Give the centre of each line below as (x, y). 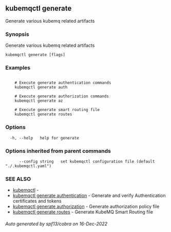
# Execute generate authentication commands (63, 83)
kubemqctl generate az (39, 101)
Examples (18, 68)
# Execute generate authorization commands (62, 96)
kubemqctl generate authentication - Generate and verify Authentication (89, 195)
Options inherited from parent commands (58, 151)
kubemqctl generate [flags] (35, 55)
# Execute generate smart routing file (57, 110)
